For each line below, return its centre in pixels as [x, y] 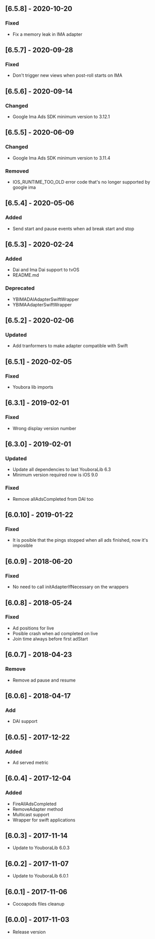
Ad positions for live [33, 628]
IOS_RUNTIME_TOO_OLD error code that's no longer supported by [81, 182]
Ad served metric [30, 762]
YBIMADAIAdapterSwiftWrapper [46, 299]
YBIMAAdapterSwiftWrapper [42, 304]
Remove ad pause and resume [44, 680]
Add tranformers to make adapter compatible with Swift [70, 346]
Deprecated [20, 288]
